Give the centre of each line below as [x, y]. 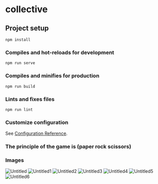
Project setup [27, 28]
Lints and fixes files [30, 99]
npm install [18, 40]
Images [15, 160]
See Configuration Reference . [36, 134]
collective [27, 9]
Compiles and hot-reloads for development [60, 52]
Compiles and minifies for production [52, 76]
